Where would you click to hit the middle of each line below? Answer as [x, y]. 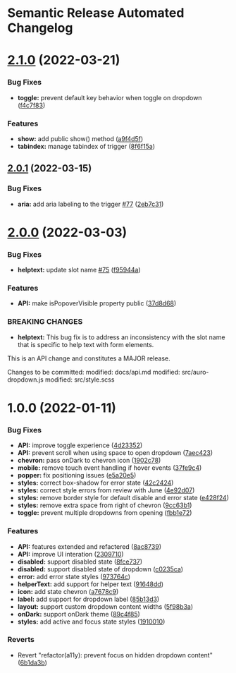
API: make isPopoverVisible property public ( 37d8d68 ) [97, 303]
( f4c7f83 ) [31, 105]
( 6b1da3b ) [32, 662]
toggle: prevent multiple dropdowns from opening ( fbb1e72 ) [105, 513]
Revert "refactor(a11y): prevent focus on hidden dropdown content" [115, 655]
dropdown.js [25, 380]
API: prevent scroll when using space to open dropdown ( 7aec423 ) [115, 453]
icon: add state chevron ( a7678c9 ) [68, 591]
